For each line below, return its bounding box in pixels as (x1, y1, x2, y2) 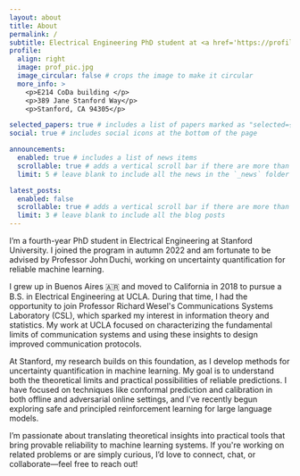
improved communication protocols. (9, 338, 143, 349)
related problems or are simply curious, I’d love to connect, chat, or (9, 449, 256, 460)
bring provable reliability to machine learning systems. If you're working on (9, 439, 285, 450)
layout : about (9, 13, 62, 22)
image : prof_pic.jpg (17, 63, 94, 72)
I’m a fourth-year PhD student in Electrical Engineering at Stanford (9, 236, 253, 246)
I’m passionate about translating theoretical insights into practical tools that (9, 430, 286, 440)
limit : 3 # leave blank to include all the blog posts (17, 211, 226, 220)
